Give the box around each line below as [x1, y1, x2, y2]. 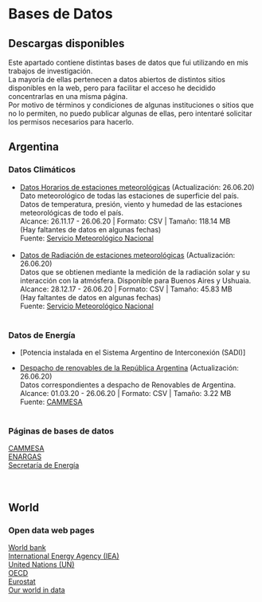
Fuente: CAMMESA [19, 397, 83, 406]
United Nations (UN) [8, 560, 75, 569]
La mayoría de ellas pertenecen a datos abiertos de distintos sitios [8, 75, 225, 84]
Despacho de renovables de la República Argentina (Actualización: [19, 362, 239, 372]
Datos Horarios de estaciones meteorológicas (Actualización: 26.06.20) [19, 182, 255, 192]
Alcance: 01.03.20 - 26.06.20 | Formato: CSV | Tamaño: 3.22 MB [19, 388, 232, 398]
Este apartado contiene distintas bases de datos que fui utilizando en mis [8, 57, 248, 67]
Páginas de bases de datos [8, 425, 114, 436]
